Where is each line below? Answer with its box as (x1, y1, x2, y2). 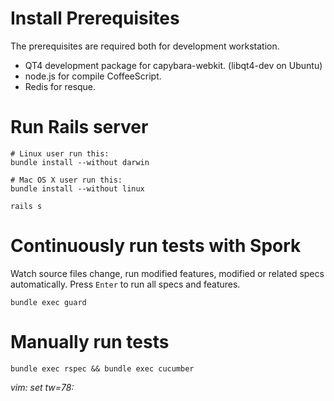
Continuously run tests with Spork (10, 235, 302, 257)
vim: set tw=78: (10, 381, 75, 393)
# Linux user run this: (10, 148, 110, 159)
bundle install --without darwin (10, 157, 150, 167)
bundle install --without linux (10, 183, 145, 194)
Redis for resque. (24, 80, 97, 92)
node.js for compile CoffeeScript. (24, 70, 162, 82)
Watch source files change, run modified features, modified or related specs (10, 267, 325, 279)
